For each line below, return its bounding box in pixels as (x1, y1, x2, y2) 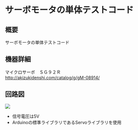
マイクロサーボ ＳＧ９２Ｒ (5, 69, 61, 75)
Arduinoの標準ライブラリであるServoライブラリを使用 (12, 119, 121, 125)
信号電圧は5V (12, 113, 40, 119)
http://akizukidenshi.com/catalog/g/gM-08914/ (5, 75, 100, 80)
